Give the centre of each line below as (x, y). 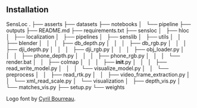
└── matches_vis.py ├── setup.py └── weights (65, 87)
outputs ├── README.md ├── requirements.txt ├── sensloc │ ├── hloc (98, 30)
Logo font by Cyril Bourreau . (41, 99)
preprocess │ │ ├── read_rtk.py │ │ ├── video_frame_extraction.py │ (98, 74)
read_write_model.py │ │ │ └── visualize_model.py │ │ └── (87, 68)
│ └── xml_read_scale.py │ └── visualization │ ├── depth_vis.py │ (93, 81)
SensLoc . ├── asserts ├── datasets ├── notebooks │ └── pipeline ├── (98, 24)
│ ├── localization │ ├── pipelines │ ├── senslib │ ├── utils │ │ (94, 36)
